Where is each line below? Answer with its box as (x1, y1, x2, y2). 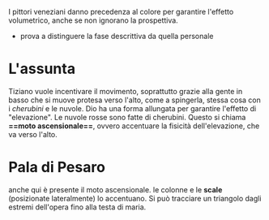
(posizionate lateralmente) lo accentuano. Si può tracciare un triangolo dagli (8, 193, 262, 203)
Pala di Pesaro (8, 158, 105, 177)
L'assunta (8, 60, 75, 78)
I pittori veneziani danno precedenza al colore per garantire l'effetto (8, 7, 234, 16)
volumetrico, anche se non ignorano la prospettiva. (8, 15, 178, 25)
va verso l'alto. (8, 129, 58, 139)
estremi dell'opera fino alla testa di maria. (8, 202, 147, 212)
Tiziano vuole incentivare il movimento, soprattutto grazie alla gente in (8, 86, 243, 96)
